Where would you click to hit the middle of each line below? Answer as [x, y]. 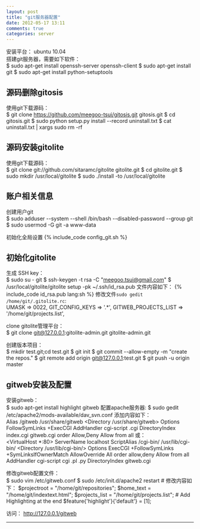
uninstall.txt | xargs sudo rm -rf [44, 127]
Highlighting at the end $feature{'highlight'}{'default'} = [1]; [79, 501]
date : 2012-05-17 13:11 [36, 23]
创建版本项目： [24, 345]
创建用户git [20, 212]
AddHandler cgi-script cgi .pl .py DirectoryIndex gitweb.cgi [79, 461]
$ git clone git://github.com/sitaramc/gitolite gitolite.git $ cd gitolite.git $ [94, 169]
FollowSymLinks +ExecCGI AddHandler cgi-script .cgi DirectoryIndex [91, 428]
